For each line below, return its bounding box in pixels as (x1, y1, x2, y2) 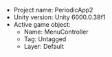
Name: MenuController (23, 27, 89, 36)
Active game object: (13, 21, 71, 28)
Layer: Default (23, 43, 64, 50)
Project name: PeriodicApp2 (13, 6, 93, 14)
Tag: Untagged (23, 35, 67, 43)
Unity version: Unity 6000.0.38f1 (13, 13, 106, 21)
